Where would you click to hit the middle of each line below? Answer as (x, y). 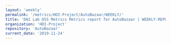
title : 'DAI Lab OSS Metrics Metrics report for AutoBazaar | (73, 19)
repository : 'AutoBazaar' (33, 29)
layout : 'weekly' (24, 10)
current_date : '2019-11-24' (35, 33)
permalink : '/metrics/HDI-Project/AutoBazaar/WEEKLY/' (65, 15)
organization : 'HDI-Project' (36, 24)
